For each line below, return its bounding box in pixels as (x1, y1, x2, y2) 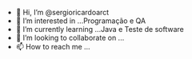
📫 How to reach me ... (15, 42, 90, 51)
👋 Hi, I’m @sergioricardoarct (15, 8, 110, 17)
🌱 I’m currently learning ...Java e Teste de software (15, 25, 184, 33)
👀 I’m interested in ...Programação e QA (15, 16, 146, 26)
